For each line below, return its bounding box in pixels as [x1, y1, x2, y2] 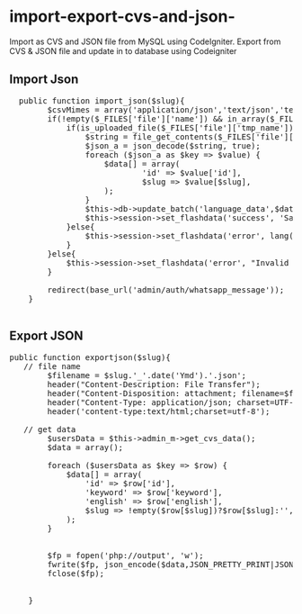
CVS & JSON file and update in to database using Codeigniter [9, 45, 237, 56]
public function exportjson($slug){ [9, 352, 171, 362]
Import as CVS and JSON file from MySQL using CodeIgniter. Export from [9, 36, 281, 47]
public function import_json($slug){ [18, 95, 185, 105]
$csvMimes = [47, 104, 101, 114]
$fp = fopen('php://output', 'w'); [47, 550, 204, 560]
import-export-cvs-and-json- [9, 6, 235, 27]
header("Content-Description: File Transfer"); [47, 379, 261, 389]
